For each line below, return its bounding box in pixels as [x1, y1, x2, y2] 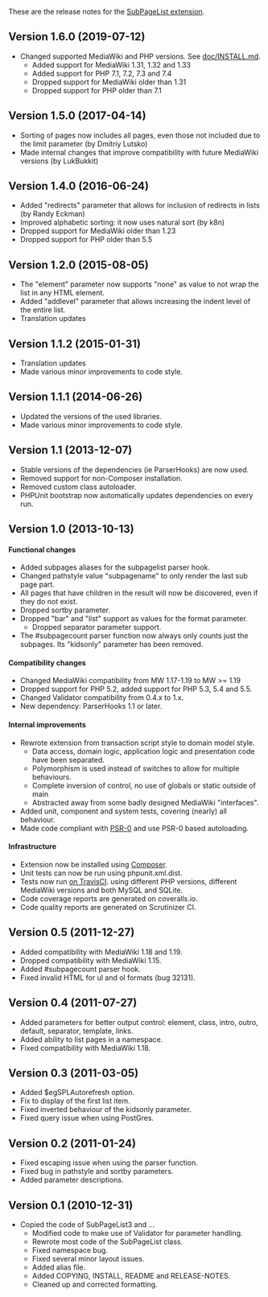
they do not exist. [19, 597, 78, 607]
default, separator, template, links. [19, 1026, 134, 1036]
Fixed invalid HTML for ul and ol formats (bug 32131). [19, 973, 196, 982]
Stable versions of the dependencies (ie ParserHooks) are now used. [19, 464, 249, 474]
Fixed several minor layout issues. [31, 1254, 145, 1263]
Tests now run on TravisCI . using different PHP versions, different [19, 876, 237, 886]
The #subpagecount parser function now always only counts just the [19, 631, 249, 640]
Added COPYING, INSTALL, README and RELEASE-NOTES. [31, 1270, 231, 1280]
